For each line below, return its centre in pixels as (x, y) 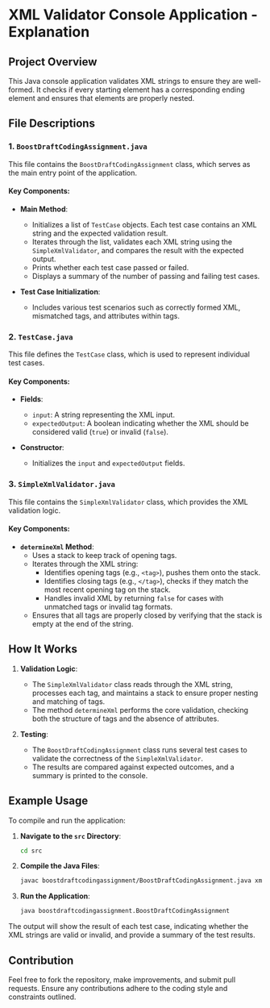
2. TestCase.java (41, 336)
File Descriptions (52, 124)
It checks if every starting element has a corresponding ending (141, 90)
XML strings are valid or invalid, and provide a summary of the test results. (132, 935)
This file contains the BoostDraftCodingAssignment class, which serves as (130, 164)
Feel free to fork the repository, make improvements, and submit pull (122, 979)
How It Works (43, 650)
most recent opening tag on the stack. (107, 589)
